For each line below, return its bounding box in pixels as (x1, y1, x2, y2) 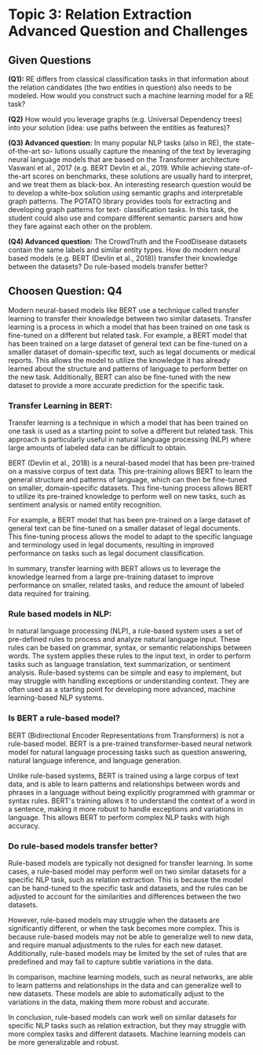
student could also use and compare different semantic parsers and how (8, 214, 243, 222)
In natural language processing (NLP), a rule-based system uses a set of (8, 626, 243, 636)
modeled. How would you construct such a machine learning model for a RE (8, 91, 254, 100)
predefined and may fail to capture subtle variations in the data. (8, 957, 214, 966)
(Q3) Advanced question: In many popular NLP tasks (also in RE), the (8, 138, 234, 147)
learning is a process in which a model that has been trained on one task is (8, 322, 250, 332)
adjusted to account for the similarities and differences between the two (8, 892, 241, 901)
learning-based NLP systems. (8, 693, 104, 702)
